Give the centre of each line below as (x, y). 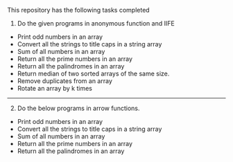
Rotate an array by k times (54, 88)
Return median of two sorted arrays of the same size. (93, 73)
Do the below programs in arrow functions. (78, 108)
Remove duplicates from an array (65, 81)
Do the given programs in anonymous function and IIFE (96, 23)
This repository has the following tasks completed (79, 10)
